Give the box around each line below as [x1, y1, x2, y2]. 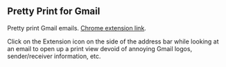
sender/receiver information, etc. [7, 52, 101, 60]
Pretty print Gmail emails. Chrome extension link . [7, 23, 147, 32]
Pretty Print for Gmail [7, 6, 101, 17]
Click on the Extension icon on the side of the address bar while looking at [7, 37, 220, 46]
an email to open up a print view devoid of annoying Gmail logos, [7, 44, 193, 52]
